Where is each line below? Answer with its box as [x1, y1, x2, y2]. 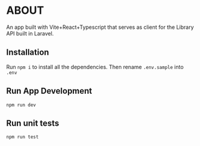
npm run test [6, 134, 39, 140]
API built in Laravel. [6, 29, 54, 37]
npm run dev [6, 102, 36, 108]
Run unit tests [6, 118, 59, 128]
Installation [6, 47, 49, 58]
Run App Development [6, 86, 92, 96]
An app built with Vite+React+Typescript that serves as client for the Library [6, 23, 194, 31]
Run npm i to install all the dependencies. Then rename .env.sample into [6, 63, 184, 70]
